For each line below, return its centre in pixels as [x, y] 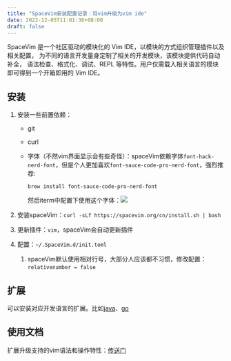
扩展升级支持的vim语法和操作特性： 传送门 [67, 350]
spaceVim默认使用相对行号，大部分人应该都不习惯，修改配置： [117, 259]
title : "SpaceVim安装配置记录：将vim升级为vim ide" [77, 13]
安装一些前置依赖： [44, 115]
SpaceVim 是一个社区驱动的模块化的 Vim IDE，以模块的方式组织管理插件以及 [116, 47]
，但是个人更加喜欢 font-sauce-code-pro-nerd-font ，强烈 [137, 165]
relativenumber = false [62, 268]
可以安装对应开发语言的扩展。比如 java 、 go [68, 308]
